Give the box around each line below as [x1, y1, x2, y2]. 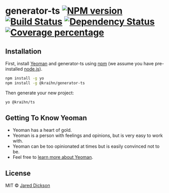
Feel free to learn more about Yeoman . [12, 154, 93, 160]
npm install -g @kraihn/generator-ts [5, 80, 85, 86]
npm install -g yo [5, 76, 44, 81]
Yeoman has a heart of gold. [12, 127, 72, 133]
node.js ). [24, 66, 43, 72]
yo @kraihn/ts [5, 99, 36, 104]
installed [5, 66, 23, 72]
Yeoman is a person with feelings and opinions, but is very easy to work [12, 132, 163, 139]
